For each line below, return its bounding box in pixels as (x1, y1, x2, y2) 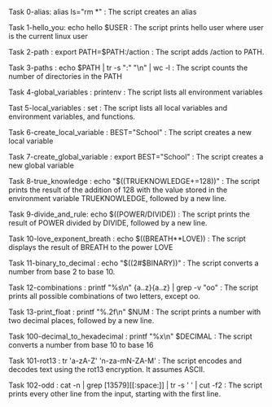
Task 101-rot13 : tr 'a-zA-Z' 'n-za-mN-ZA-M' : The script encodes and (8, 356, 243, 365)
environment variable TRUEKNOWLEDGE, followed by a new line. (8, 194, 227, 203)
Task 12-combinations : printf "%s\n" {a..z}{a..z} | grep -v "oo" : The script (8, 282, 259, 292)
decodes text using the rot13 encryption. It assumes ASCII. (8, 365, 205, 374)
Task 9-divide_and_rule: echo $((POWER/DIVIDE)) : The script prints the (8, 209, 250, 219)
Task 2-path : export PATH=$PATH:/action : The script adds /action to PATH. (8, 47, 265, 56)
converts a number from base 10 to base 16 (8, 340, 154, 349)
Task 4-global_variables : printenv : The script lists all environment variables (8, 87, 263, 97)
